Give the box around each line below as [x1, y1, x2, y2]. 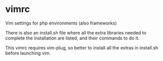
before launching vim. [5, 50, 51, 56]
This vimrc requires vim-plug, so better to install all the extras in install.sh [5, 44, 158, 50]
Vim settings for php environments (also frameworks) [5, 20, 117, 26]
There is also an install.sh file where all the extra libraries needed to [5, 29, 146, 35]
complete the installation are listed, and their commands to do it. [5, 35, 140, 41]
